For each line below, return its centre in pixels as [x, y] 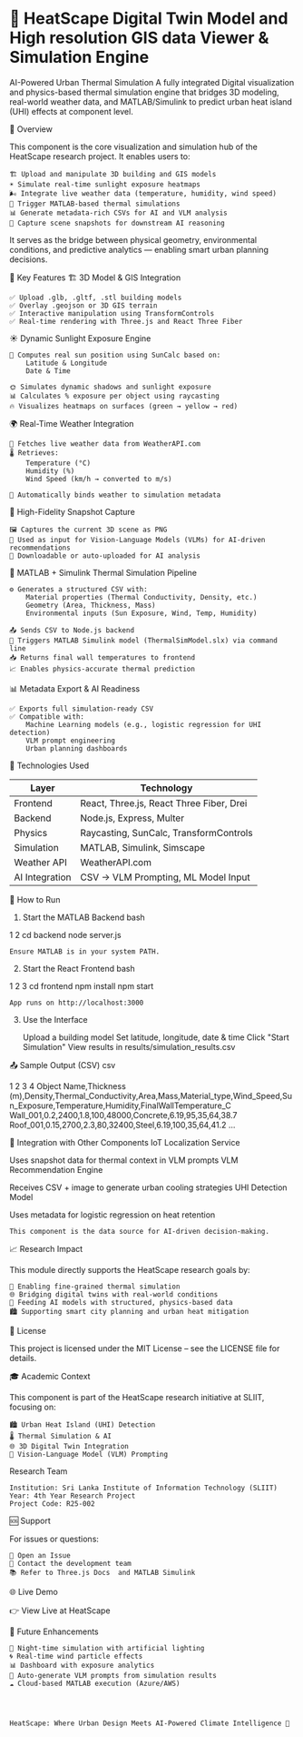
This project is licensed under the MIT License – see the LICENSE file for [145, 1348]
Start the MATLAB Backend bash [83, 917]
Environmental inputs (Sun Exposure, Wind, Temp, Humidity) [142, 613]
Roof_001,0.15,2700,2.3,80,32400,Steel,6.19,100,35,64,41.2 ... [122, 1125]
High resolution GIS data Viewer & [139, 38]
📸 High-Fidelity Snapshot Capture [73, 511]
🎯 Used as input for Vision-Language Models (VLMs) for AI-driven [137, 540]
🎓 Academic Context [50, 1376]
